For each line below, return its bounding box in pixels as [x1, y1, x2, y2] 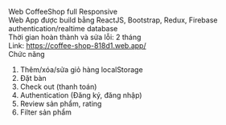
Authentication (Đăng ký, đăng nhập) [19, 91, 142, 99]
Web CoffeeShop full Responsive [8, 7, 118, 16]
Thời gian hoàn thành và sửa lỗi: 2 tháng [8, 32, 142, 42]
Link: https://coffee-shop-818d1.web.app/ [8, 41, 146, 50]
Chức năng [8, 50, 46, 58]
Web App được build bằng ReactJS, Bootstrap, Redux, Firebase [8, 15, 218, 25]
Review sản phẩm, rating [19, 99, 102, 108]
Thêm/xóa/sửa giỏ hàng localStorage [19, 65, 143, 75]
